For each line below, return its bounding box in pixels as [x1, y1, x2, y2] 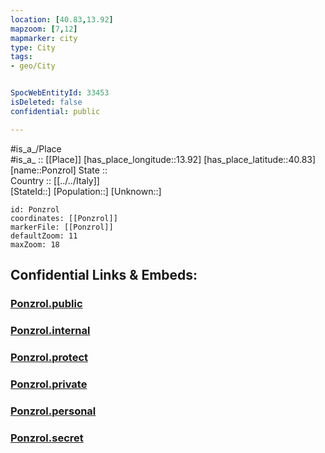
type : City [10, 42, 56, 53]
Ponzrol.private [10, 377, 88, 391]
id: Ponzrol [10, 204, 60, 215]
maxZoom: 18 [10, 239, 60, 250]
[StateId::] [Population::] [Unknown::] [10, 185, 162, 197]
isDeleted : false [10, 97, 83, 107]
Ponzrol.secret [10, 431, 84, 445]
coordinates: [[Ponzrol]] [10, 213, 118, 223]
